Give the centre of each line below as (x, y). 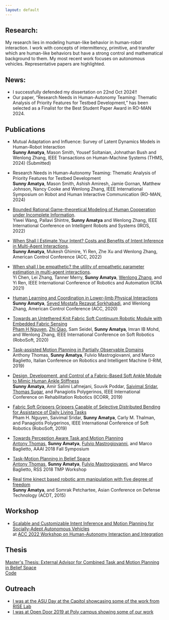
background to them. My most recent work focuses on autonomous (75, 59)
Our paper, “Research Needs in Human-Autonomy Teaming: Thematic (85, 98)
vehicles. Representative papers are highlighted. (55, 64)
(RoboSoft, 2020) (30, 340)
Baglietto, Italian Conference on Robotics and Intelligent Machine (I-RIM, (87, 361)
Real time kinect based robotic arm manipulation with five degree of (83, 479)
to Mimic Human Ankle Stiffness (46, 381)
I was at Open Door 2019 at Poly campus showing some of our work (83, 611)
